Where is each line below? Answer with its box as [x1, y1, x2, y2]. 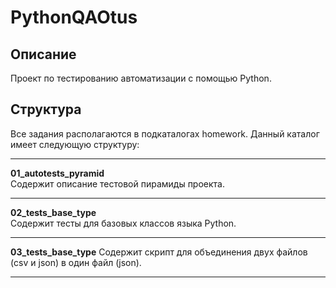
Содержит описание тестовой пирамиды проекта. [10, 177, 225, 190]
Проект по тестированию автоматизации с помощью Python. [10, 72, 272, 84]
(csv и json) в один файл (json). [10, 256, 142, 268]
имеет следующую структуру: [10, 138, 140, 150]
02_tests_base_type [10, 206, 97, 218]
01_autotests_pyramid [10, 167, 105, 179]
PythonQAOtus [10, 6, 138, 29]
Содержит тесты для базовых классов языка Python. [10, 217, 237, 229]
